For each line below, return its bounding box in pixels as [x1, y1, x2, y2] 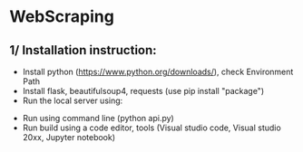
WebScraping [9, 6, 115, 27]
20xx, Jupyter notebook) [22, 132, 116, 142]
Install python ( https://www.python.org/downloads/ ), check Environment [22, 66, 294, 77]
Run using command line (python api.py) [22, 113, 174, 123]
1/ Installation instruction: [9, 43, 157, 58]
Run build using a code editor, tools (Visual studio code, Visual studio [22, 122, 281, 133]
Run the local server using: [22, 95, 123, 106]
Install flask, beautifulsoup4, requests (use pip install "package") [22, 86, 265, 96]
